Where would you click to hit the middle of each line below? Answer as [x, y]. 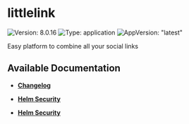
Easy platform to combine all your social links [73, 46]
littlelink [31, 13]
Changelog [34, 85]
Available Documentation [64, 68]
